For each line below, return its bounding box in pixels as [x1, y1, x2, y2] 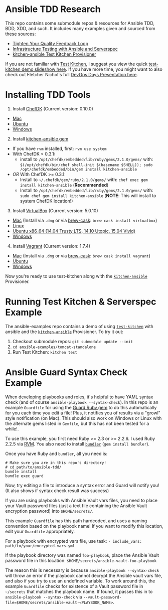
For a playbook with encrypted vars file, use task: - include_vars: [5, 538, 142, 544]
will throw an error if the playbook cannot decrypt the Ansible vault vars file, [5, 572, 162, 578]
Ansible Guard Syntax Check [5, 367, 128, 378]
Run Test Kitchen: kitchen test [12, 349, 78, 355]
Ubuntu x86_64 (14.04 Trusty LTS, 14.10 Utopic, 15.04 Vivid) [12, 228, 136, 234]
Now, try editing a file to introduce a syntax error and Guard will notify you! [5, 482, 159, 488]
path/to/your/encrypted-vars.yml [5, 543, 75, 548]
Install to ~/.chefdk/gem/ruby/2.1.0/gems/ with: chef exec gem [20, 177, 148, 183]
